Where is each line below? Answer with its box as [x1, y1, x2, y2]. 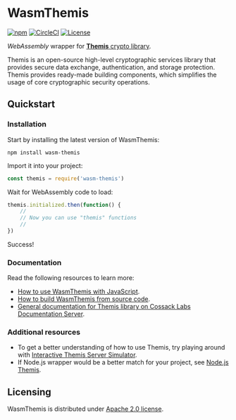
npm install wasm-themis [7, 149, 80, 156]
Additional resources [7, 327, 81, 337]
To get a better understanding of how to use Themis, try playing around [17, 343, 225, 352]
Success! [7, 240, 35, 248]
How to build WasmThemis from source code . [17, 295, 150, 303]
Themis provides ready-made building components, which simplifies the [7, 70, 217, 79]
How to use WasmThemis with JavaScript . [17, 287, 140, 296]
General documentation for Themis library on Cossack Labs [17, 303, 192, 311]
